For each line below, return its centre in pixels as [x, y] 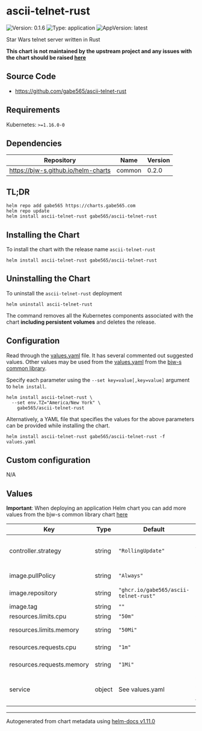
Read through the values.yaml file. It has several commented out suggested [100, 355]
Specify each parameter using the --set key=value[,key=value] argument [98, 380]
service [20, 689]
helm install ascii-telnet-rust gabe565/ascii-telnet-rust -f [86, 436]
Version [158, 160]
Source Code [31, 77]
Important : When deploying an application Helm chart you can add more [96, 508]
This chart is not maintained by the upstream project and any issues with [99, 51]
